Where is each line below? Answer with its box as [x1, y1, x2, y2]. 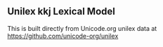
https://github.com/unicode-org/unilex [7, 32, 119, 40]
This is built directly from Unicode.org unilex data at [7, 24, 157, 32]
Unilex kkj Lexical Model [7, 6, 116, 18]
